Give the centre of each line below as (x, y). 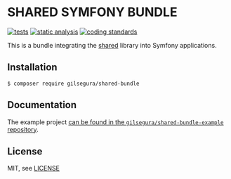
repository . (23, 129)
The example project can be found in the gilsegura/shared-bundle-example (115, 122)
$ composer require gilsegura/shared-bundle (73, 84)
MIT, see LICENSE (33, 168)
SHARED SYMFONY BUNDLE (92, 12)
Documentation (42, 105)
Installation (32, 67)
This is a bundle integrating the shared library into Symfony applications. (112, 45)
